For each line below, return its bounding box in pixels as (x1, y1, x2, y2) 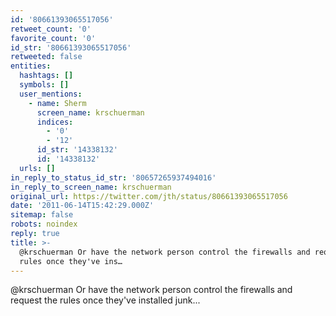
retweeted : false (10, 52, 83, 62)
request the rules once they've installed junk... (10, 294, 201, 306)
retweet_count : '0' (10, 24, 92, 34)
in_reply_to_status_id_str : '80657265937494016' (10, 172, 217, 183)
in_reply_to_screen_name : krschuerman (10, 182, 172, 192)
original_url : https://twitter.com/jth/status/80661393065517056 (10, 191, 288, 201)
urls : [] (19, 163, 56, 173)
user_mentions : (19, 89, 83, 99)
